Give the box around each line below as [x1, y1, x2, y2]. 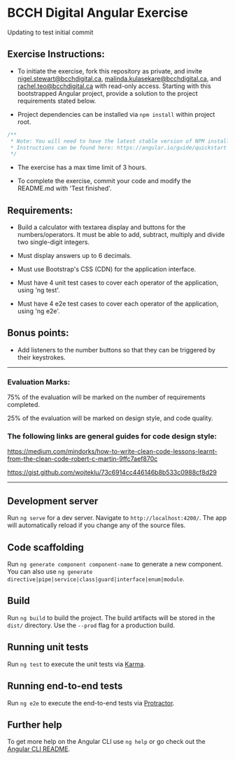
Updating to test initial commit [7, 28, 94, 36]
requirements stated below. [17, 96, 97, 105]
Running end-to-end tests [7, 680, 123, 692]
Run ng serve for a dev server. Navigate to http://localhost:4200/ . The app [7, 514, 227, 522]
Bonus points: [7, 327, 69, 339]
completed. [7, 401, 40, 409]
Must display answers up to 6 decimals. [17, 252, 132, 260]
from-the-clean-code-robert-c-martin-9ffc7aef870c [7, 454, 158, 463]
